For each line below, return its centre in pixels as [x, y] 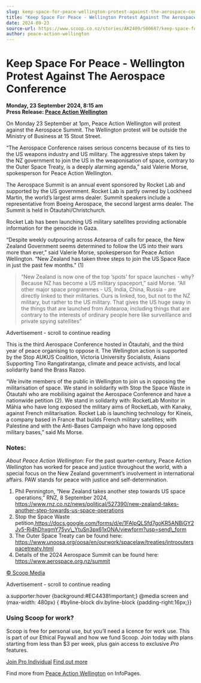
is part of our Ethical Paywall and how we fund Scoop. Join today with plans [100, 637]
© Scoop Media [26, 573]
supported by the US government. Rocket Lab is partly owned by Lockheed [99, 191]
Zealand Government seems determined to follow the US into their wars [95, 246]
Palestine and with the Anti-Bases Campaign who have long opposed [92, 426]
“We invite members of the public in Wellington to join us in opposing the [96, 382]
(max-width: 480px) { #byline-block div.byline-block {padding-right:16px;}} [99, 602]
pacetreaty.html [34, 548]
